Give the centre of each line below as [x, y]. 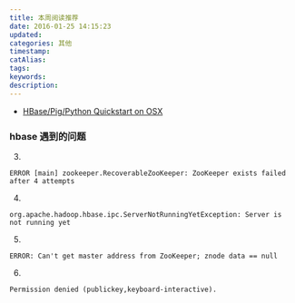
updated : [26, 34]
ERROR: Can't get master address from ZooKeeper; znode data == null [144, 256]
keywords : [28, 77]
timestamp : [30, 52]
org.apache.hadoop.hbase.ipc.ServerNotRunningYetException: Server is [146, 214]
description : [34, 85]
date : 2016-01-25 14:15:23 [60, 26]
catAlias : [28, 60]
